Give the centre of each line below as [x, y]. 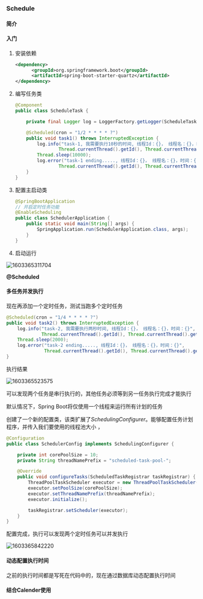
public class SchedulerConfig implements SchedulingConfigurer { [90, 444]
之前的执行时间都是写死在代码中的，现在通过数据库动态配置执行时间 [91, 575]
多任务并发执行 [25, 291]
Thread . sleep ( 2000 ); [43, 340]
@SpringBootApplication [45, 201]
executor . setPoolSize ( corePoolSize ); [75, 488]
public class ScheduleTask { [52, 111]
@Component [29, 105]
